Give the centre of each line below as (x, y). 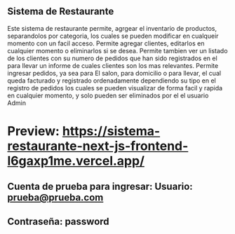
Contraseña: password (59, 221)
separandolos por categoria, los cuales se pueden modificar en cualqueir (113, 36)
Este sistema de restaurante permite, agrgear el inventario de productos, (112, 28)
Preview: (33, 131)
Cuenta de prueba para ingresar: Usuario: (100, 187)
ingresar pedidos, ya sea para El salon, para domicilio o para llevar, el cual (114, 73)
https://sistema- (111, 131)
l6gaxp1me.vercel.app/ (76, 161)
